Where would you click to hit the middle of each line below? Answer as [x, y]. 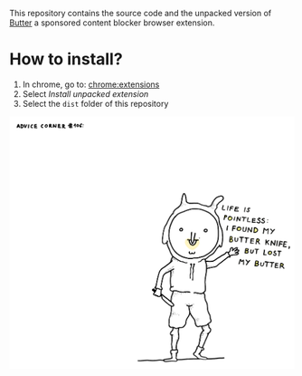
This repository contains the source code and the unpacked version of [141, 13]
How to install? [66, 59]
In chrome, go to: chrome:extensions [91, 84]
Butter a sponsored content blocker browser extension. [112, 23]
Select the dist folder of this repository [95, 103]
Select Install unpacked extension [85, 93]
